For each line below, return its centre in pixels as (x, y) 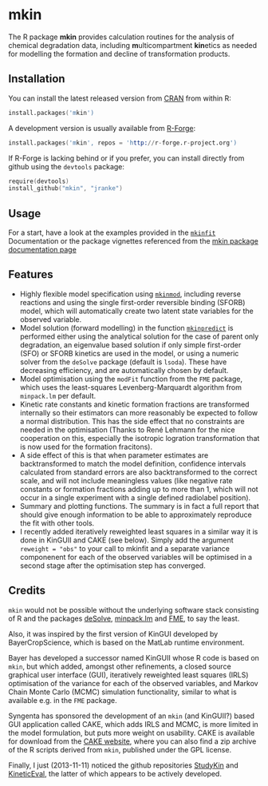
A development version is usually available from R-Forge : (102, 128)
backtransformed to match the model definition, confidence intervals (133, 463)
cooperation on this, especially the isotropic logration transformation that (140, 438)
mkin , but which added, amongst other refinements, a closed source (120, 666)
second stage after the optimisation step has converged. (112, 566)
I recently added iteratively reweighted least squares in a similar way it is (139, 531)
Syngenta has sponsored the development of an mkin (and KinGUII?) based (132, 716)
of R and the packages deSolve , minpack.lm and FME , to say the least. (124, 618)
